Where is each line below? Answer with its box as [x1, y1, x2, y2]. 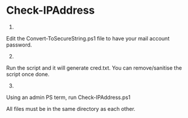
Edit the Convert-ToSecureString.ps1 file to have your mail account [6, 35, 170, 42]
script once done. [6, 70, 50, 77]
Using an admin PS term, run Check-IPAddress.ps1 [6, 94, 131, 101]
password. [6, 41, 32, 48]
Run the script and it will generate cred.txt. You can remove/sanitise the [6, 64, 182, 72]
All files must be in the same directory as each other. [6, 105, 135, 112]
